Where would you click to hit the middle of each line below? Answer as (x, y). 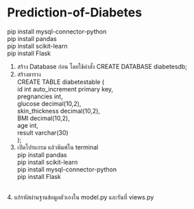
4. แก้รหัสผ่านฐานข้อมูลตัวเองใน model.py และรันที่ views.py (81, 197)
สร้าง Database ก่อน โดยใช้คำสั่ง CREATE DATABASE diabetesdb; (102, 66)
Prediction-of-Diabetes (75, 13)
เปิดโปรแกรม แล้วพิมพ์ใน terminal (58, 147)
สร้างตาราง (29, 74)
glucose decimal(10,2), (49, 103)
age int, (28, 125)
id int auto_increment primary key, (65, 89)
